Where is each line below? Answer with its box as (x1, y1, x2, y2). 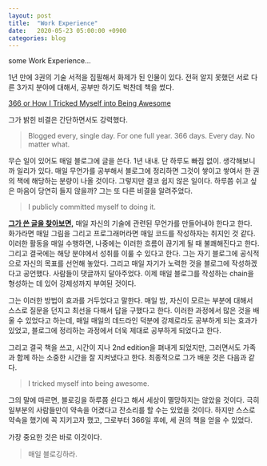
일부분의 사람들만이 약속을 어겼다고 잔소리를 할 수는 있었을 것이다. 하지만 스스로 (8, 405, 256, 415)
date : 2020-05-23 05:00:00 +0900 (8, 26, 127, 34)
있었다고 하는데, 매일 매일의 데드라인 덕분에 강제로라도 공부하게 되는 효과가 (25, 315, 258, 325)
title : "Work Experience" (8, 19, 98, 27)
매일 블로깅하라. (27, 449, 78, 459)
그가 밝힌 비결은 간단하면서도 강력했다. (8, 115, 128, 125)
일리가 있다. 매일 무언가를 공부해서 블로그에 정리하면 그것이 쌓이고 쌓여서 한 (16, 166, 252, 176)
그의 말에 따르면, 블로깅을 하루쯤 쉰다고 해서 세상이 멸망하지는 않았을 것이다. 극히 (8, 396, 260, 405)
